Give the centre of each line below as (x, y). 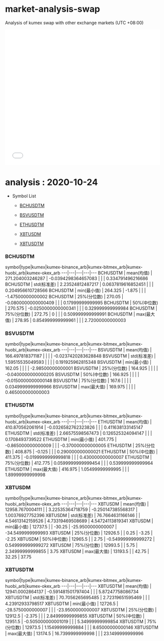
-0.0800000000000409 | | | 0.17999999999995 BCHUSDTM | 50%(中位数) (82, 303)
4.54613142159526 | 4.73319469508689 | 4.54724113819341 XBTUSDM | (79, 521)
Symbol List (24, 196)
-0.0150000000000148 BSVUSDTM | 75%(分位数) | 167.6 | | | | (68, 381)
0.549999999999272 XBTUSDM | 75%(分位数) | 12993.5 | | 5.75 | (71, 545)
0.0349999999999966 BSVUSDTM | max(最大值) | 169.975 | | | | (70, 387)
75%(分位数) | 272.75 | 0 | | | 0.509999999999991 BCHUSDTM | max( (76, 314)
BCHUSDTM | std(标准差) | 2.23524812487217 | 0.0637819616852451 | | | (79, 285)
